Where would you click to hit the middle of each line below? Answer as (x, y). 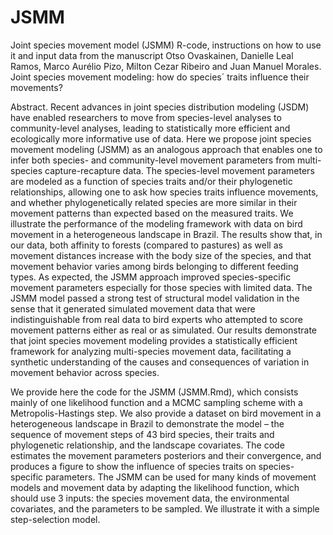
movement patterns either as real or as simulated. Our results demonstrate (164, 330)
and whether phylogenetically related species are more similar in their (154, 202)
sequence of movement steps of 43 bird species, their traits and (142, 434)
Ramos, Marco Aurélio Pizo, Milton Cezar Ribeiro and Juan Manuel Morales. (166, 66)
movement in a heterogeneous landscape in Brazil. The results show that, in (166, 234)
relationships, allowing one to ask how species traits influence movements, (164, 192)
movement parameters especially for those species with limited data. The (161, 287)
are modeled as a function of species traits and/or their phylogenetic (151, 181)
